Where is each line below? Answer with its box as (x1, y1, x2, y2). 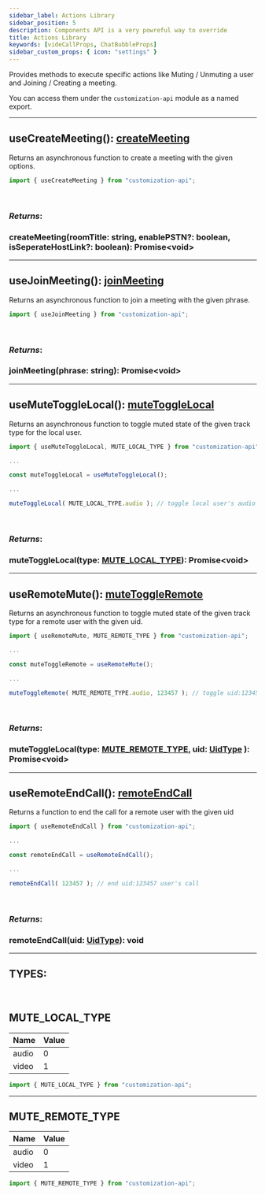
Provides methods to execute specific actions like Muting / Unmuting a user (9, 70, 254, 79)
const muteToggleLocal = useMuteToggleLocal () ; (9, 471, 168, 479)
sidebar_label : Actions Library (9, 11, 115, 20)
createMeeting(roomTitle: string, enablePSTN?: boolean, (9, 232, 231, 243)
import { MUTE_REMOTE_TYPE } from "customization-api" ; (9, 1179, 196, 1188)
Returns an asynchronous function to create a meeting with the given (9, 153, 233, 162)
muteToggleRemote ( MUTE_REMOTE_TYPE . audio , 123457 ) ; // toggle (9, 688, 224, 697)
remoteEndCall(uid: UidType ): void (9, 934, 145, 945)
